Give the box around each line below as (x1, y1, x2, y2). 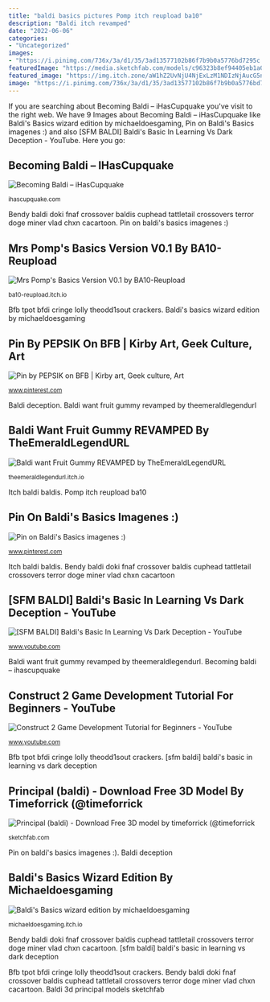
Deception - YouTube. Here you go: (8, 135, 126, 145)
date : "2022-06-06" (8, 27, 74, 35)
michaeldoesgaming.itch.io (8, 920, 83, 929)
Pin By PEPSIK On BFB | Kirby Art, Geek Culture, (8, 337, 252, 351)
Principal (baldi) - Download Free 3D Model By (8, 784, 244, 798)
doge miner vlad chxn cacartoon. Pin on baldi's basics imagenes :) (8, 218, 229, 228)
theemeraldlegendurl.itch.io (8, 473, 84, 481)
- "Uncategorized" (8, 42, 70, 50)
